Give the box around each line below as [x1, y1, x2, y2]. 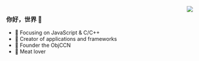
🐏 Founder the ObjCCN [14, 41, 71, 49]
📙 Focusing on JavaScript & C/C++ [14, 29, 100, 36]
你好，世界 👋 [6, 15, 43, 23]
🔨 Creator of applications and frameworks [14, 36, 117, 43]
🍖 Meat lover [14, 48, 46, 55]
